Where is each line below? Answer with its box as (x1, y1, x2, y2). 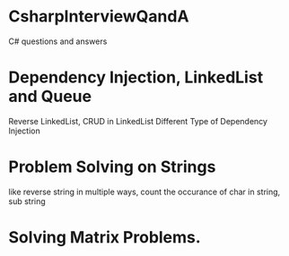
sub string (8, 195, 46, 207)
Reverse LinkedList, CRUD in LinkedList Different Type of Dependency (8, 115, 268, 126)
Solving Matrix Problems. (8, 227, 201, 247)
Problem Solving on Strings (8, 157, 216, 177)
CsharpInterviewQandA (8, 6, 189, 27)
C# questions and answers (8, 36, 108, 47)
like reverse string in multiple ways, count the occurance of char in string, (8, 186, 281, 197)
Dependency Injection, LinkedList (8, 67, 264, 88)
